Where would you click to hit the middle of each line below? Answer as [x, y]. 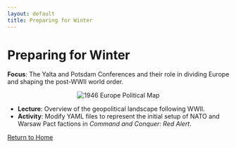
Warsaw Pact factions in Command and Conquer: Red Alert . [104, 124]
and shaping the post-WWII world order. [66, 82]
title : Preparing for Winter [50, 20]
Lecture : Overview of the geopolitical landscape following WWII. [111, 109]
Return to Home [30, 137]
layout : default [31, 14]
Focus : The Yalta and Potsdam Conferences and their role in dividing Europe [118, 74]
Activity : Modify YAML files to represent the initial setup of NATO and [118, 116]
